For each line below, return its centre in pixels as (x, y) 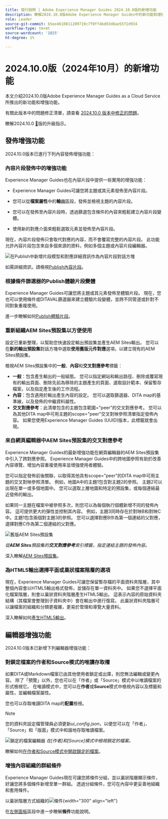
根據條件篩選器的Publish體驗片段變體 (50, 281)
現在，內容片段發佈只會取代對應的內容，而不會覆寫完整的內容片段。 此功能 (82, 239)
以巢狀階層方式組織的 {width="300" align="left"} (61, 800)
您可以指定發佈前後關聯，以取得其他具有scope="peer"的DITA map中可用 (80, 475)
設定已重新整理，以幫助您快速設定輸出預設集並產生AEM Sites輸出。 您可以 (82, 342)
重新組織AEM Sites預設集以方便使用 (49, 330)
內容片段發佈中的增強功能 (36, 168)
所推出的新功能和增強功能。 (34, 102)
